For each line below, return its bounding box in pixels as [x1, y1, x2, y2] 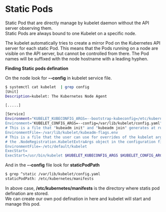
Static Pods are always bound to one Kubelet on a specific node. [5, 30, 137, 36]
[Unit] [5, 89, 19, 94]
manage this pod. [5, 201, 41, 207]
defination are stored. [5, 190, 49, 196]
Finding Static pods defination [5, 65, 69, 71]
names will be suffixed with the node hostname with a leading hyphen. [5, 55, 149, 61]
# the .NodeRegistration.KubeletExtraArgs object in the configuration [5, 139, 156, 144]
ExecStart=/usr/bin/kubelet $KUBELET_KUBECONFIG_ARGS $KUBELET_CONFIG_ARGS [5, 153, 165, 158]
